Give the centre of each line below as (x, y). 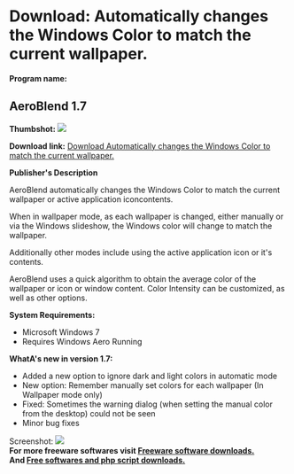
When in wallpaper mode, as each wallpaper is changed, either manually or (147, 216)
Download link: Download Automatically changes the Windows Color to (140, 146)
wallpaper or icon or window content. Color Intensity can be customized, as (147, 288)
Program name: (39, 78)
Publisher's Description (54, 172)
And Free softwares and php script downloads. (97, 460)
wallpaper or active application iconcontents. (91, 199)
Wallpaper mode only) (62, 394)
